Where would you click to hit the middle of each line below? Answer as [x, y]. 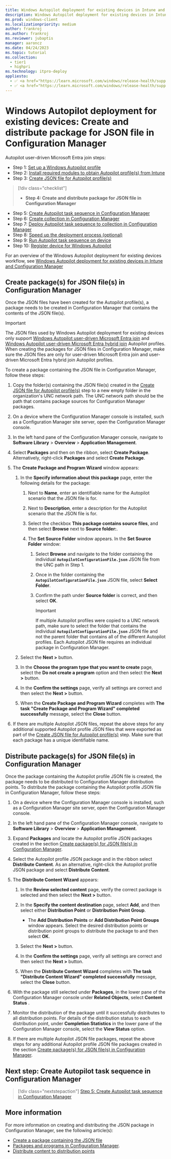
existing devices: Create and [67, 121]
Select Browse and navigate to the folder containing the [94, 554]
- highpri [20, 67]
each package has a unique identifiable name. [61, 740]
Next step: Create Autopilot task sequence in [78, 1071]
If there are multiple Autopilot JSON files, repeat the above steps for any [88, 724]
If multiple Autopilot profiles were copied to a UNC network [97, 620]
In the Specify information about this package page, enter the [86, 478]
